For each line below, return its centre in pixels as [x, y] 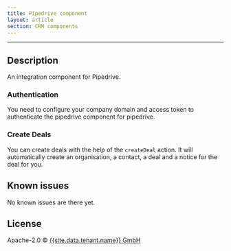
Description [33, 60]
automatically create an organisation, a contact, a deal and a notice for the [112, 157]
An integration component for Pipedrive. [64, 77]
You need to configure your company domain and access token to [101, 110]
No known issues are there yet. [51, 202]
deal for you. [25, 164]
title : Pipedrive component [47, 13]
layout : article [30, 20]
